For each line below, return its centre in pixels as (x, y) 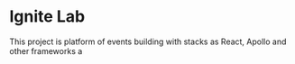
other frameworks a (46, 50)
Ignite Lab (47, 17)
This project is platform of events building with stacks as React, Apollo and (148, 41)
